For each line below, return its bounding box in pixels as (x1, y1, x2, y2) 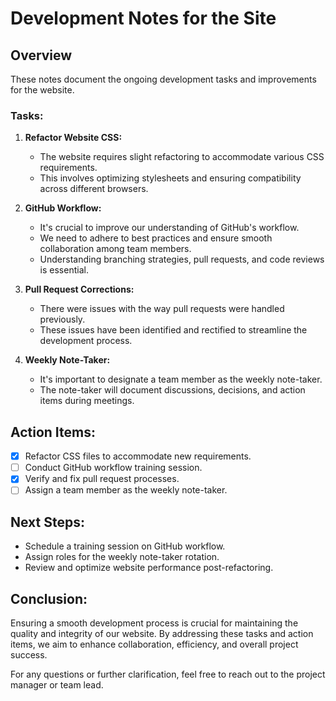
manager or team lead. (10, 678, 104, 691)
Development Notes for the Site (10, 7, 277, 30)
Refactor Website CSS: (24, 132, 123, 144)
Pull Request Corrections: (24, 283, 135, 296)
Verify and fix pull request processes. (24, 473, 180, 485)
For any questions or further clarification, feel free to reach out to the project (10, 668, 326, 680)
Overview (10, 47, 73, 64)
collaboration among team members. (39, 243, 192, 255)
